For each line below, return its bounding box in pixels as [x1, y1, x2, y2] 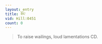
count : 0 [5, 20, 23, 26]
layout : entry [5, 7, 34, 12]
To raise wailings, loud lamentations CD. [17, 34, 98, 40]
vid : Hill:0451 [5, 16, 36, 21]
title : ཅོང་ [5, 12, 26, 16]
